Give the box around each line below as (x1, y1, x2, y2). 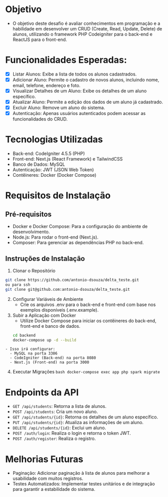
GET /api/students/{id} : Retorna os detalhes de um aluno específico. (12, 414, 158, 420)
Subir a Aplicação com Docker (12, 312, 76, 318)
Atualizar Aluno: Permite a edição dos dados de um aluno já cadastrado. (12, 99, 163, 105)
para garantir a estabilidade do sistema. (12, 486, 96, 492)
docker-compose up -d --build (12, 337, 77, 342)
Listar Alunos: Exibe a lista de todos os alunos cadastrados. (12, 71, 137, 77)
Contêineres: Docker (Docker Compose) (12, 172, 97, 178)
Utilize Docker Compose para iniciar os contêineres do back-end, (20, 318, 157, 324)
